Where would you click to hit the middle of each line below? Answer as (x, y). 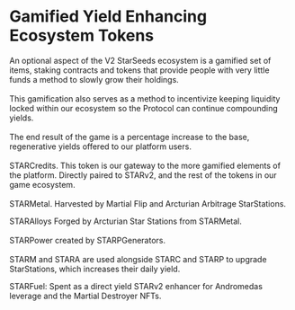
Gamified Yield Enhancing (108, 17)
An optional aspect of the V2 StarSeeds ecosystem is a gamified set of (140, 60)
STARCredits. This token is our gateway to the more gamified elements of (145, 165)
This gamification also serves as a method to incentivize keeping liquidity (145, 98)
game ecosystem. (42, 184)
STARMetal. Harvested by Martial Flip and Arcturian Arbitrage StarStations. (147, 203)
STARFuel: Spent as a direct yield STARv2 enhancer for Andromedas (136, 286)
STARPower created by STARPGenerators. (88, 240)
